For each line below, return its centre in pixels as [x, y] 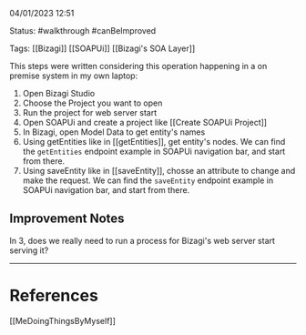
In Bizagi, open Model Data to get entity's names [114, 132]
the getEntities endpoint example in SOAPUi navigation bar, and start [154, 151]
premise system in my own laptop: [74, 76]
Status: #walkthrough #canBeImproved [83, 30]
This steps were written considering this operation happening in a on [138, 66]
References [54, 296]
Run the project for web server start [90, 112]
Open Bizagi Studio [59, 93]
